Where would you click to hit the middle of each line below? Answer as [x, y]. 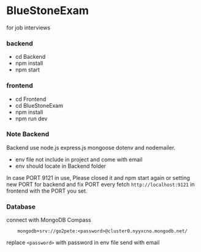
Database [21, 207]
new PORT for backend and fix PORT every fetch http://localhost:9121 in [100, 184]
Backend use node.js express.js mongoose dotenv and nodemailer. [91, 147]
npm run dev [31, 118]
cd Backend [30, 57]
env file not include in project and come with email [79, 159]
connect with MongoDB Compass [49, 220]
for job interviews [28, 28]
